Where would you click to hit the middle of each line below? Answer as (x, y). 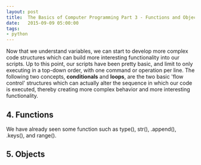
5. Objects (26, 154)
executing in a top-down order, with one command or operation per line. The (100, 70)
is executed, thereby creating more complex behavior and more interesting (98, 89)
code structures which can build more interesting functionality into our (93, 58)
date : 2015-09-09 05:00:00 (42, 23)
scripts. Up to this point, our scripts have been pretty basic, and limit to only (100, 64)
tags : (13, 28)
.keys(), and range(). (31, 135)
